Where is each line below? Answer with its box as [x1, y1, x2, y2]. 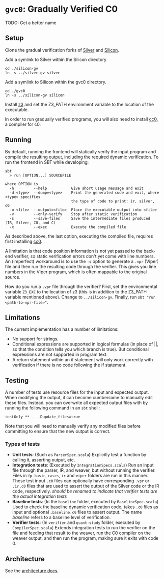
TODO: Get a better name [5, 20, 56, 26]
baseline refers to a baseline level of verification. [12, 515, 111, 520]
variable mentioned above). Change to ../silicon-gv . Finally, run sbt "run [5, 294, 156, 300]
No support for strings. [12, 336, 59, 342]
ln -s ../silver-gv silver [5, 70, 60, 75]
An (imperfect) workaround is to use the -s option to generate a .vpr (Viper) [5, 258, 159, 264]
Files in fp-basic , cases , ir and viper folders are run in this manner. [12, 473, 149, 479]
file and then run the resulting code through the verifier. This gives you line [5, 263, 156, 269]
